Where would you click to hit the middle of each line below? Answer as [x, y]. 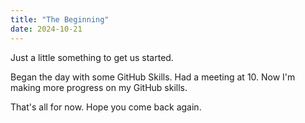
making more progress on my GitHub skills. [99, 87]
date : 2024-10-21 [46, 29]
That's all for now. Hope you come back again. [106, 107]
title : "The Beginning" [60, 19]
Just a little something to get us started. [92, 57]
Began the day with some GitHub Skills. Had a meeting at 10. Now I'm [153, 77]
